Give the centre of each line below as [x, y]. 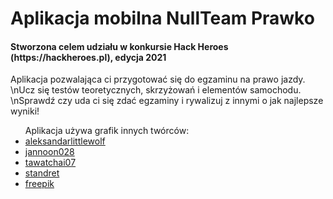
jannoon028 [49, 152]
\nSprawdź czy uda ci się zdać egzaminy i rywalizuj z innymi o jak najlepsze [167, 101]
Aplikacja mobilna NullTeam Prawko [162, 18]
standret [42, 173]
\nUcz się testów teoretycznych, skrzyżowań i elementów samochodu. [156, 90]
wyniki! [25, 111]
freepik [39, 184]
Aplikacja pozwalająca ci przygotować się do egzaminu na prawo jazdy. [158, 79]
